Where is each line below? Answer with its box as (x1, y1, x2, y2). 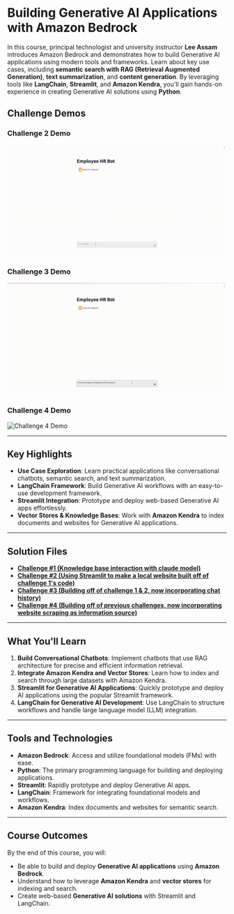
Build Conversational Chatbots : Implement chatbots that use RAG (17, 654, 208, 663)
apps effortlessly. (17, 504, 68, 513)
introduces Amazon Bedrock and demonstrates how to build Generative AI (7, 50, 221, 59)
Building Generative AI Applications (7, 5, 218, 21)
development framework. (29, 489, 102, 497)
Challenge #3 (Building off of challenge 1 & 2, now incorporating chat (17, 587, 221, 595)
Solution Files (7, 545, 68, 557)
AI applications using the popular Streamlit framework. (17, 691, 174, 700)
